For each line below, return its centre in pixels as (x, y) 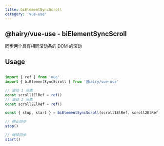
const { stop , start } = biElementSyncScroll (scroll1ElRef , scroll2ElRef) (83, 113)
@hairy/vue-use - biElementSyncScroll (66, 34)
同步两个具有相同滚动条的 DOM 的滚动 (43, 46)
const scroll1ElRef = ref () (34, 95)
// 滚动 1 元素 (19, 91)
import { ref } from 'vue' (32, 77)
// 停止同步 (16, 122)
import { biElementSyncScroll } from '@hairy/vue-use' (62, 82)
